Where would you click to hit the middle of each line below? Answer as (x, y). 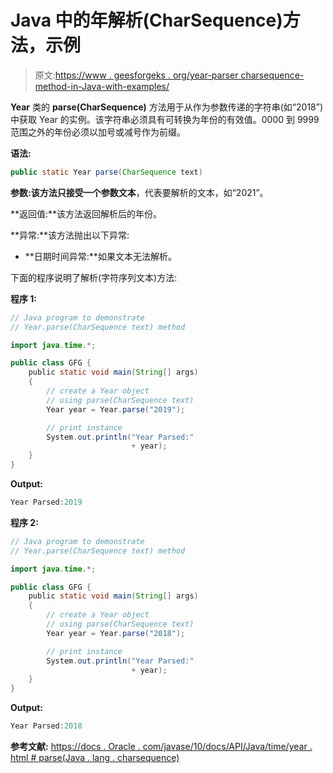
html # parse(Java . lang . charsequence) (95, 758)
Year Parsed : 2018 (46, 726)
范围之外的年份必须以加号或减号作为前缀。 (98, 132)
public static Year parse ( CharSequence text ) (106, 172)
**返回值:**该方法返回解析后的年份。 (86, 213)
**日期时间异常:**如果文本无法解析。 (100, 256)
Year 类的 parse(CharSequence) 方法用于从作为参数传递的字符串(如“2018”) (167, 107)
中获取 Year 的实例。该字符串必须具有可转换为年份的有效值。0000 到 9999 (165, 119)
